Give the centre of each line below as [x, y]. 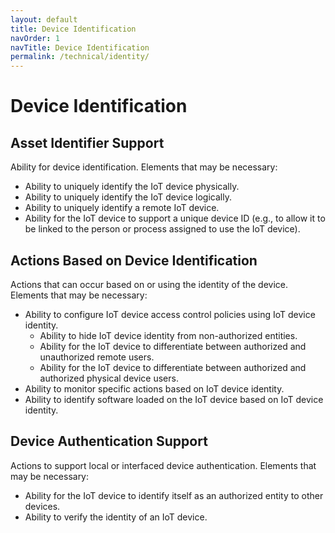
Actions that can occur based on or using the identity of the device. [149, 284]
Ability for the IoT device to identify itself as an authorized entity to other [174, 495]
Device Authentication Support [109, 441]
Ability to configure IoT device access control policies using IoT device [170, 314]
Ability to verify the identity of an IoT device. [116, 517]
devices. [42, 506]
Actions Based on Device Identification [134, 260]
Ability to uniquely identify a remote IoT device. [122, 208]
